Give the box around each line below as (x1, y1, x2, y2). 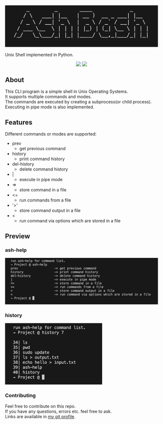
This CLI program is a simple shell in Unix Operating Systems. (5, 88, 129, 95)
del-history (12, 161, 34, 167)
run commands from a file (19, 197, 71, 203)
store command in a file (19, 187, 67, 193)
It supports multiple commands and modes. (5, 94, 92, 100)
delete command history (19, 166, 68, 172)
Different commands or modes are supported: (5, 131, 97, 137)
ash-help (5, 246, 27, 253)
